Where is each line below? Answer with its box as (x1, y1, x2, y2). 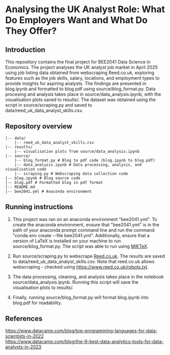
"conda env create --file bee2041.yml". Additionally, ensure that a (12, 232, 150, 238)
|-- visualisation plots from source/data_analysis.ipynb (14, 149, 140, 154)
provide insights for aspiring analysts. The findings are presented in (5, 80, 147, 86)
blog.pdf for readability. (12, 300, 62, 306)
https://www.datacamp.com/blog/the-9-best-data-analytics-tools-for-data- (5, 339, 164, 345)
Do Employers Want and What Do (5, 14, 148, 26)
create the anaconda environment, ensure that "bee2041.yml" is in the (12, 221, 160, 228)
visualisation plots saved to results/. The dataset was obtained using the (5, 96, 156, 103)
